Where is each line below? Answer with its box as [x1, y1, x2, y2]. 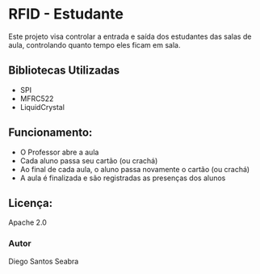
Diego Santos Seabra [8, 256, 79, 266]
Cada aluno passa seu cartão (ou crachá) [19, 155, 158, 166]
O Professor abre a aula [19, 147, 99, 157]
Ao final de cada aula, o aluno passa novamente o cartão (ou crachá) [19, 164, 250, 174]
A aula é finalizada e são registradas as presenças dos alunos [19, 173, 226, 183]
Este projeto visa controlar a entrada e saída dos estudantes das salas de [8, 32, 252, 41]
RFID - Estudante [8, 5, 124, 23]
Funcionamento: [8, 126, 93, 140]
